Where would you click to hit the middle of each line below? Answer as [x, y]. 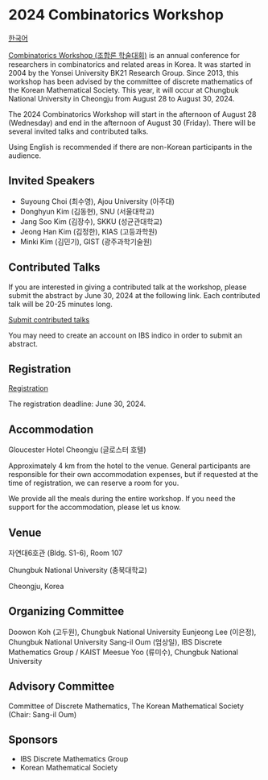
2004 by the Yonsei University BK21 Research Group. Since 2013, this [124, 73]
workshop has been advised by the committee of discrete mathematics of [131, 81]
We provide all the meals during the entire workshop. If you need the [122, 499]
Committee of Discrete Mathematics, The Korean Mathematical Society [126, 706]
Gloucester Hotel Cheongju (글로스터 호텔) [77, 450]
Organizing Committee [66, 611]
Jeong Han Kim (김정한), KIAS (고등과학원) [89, 231]
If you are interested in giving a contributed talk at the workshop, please [128, 287]
